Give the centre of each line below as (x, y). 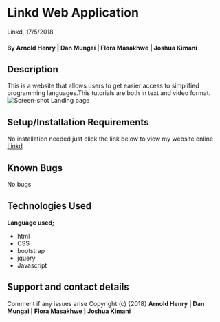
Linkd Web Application (73, 13)
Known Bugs (35, 168)
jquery (26, 258)
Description (33, 69)
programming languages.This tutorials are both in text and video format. (109, 93)
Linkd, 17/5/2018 (30, 32)
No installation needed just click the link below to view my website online (110, 139)
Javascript (32, 265)
